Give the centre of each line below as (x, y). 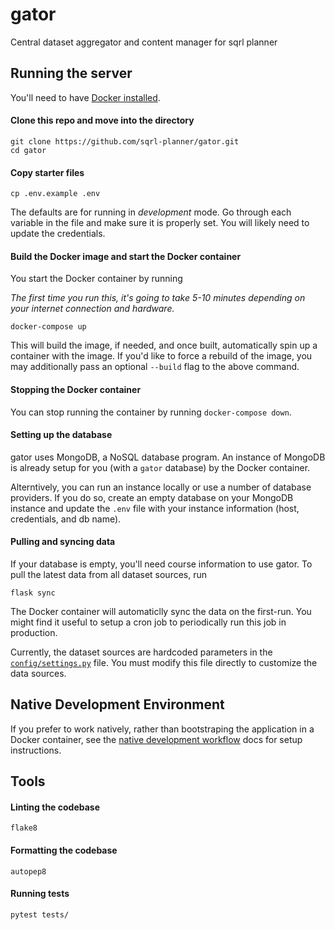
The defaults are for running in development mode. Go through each (151, 212)
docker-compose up (48, 327)
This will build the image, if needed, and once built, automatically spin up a (164, 345)
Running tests (40, 894)
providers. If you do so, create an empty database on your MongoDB (152, 497)
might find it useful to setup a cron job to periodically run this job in (148, 622)
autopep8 (28, 871)
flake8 (24, 828)
